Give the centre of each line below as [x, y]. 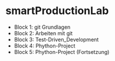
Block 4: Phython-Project [45, 46]
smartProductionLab [57, 11]
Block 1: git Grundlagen [42, 27]
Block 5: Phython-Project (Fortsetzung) [62, 52]
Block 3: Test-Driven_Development [56, 39]
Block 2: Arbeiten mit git [43, 33]
